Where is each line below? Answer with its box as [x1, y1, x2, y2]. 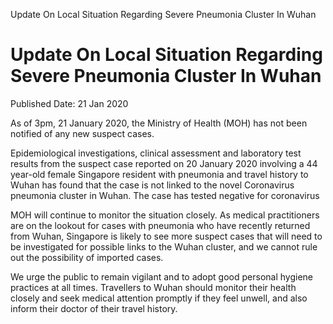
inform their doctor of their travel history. [10, 302, 178, 314]
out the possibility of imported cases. [10, 251, 164, 263]
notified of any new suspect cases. [10, 127, 155, 139]
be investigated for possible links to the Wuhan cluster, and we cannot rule [10, 240, 318, 253]
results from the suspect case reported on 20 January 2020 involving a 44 [10, 157, 318, 169]
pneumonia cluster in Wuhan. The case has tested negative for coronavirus [10, 189, 320, 201]
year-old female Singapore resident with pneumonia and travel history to [10, 168, 309, 180]
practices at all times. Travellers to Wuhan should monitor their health [10, 281, 297, 293]
